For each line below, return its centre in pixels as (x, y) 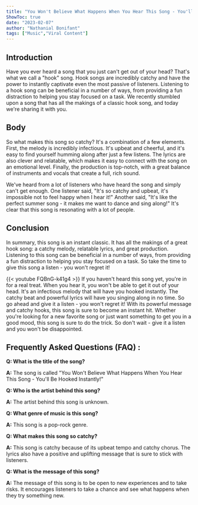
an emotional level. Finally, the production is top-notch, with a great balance (98, 167)
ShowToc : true (24, 17)
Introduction (29, 57)
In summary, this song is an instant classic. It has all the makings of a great (97, 242)
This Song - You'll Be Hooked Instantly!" (55, 379)
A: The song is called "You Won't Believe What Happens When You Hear (94, 373)
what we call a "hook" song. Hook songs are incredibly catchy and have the (98, 78)
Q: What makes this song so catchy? (52, 436)
